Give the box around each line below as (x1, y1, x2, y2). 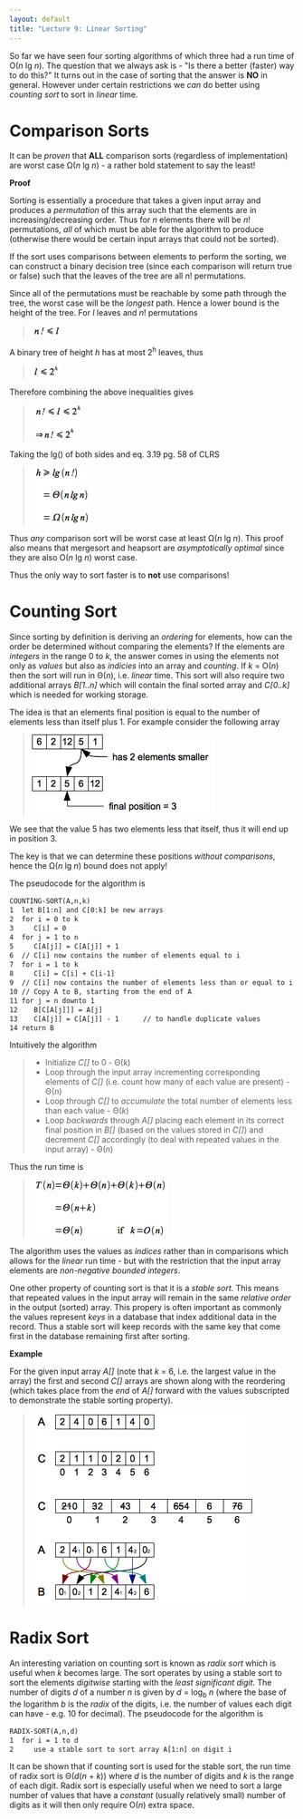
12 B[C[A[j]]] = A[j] (9, 1006, 103, 1015)
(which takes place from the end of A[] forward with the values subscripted (9, 1386, 289, 1396)
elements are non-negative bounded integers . (9, 1265, 181, 1276)
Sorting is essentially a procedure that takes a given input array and (9, 195, 261, 206)
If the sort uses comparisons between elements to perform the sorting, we (9, 251, 287, 262)
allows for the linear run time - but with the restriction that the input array (9, 1256, 282, 1267)
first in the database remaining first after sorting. (9, 1331, 190, 1342)
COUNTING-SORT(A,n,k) (9, 897, 91, 906)
